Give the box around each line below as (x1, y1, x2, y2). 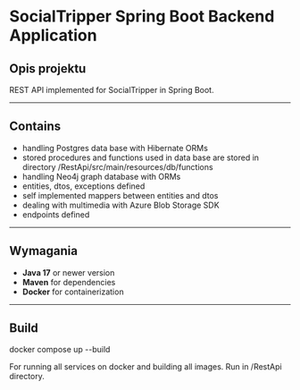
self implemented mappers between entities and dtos (21, 190, 219, 200)
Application (9, 25, 97, 46)
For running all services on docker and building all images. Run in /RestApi (9, 361, 283, 372)
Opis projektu (9, 61, 87, 76)
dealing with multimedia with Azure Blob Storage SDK (21, 199, 221, 210)
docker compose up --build (9, 344, 111, 355)
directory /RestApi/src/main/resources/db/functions (21, 161, 213, 172)
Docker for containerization (21, 286, 124, 297)
